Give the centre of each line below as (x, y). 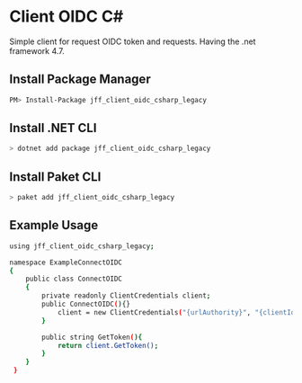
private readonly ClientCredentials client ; (126, 296)
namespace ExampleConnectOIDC (66, 263)
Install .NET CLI (53, 128)
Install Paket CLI (55, 177)
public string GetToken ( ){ (92, 337)
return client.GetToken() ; (108, 345)
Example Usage (54, 225)
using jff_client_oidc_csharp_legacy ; (82, 246)
